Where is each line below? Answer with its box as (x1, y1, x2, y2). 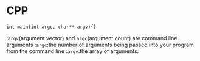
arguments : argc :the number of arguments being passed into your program (6, 41, 195, 48)
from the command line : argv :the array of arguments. (6, 47, 139, 55)
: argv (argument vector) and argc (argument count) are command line (6, 34, 178, 41)
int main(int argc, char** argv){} (6, 24, 97, 30)
